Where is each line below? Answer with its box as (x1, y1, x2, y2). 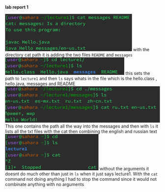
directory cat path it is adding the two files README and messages (5, 52, 133, 58)
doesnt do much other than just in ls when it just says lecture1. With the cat (5, 171, 158, 177)
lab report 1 (5, 4, 28, 10)
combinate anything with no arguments (5, 181, 84, 187)
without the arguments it (99, 165, 149, 171)
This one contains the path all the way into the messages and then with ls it (5, 123, 159, 129)
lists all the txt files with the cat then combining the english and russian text (5, 128, 157, 134)
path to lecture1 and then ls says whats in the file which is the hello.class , (5, 76, 157, 81)
